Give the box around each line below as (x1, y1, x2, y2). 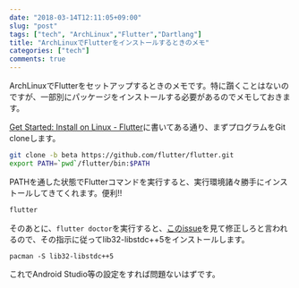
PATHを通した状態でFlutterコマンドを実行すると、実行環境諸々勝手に (9, 176, 265, 187)
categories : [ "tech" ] (9, 47, 90, 55)
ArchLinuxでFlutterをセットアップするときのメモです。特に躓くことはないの (9, 80, 289, 90)
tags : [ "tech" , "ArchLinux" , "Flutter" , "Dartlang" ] (9, 30, 202, 38)
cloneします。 (9, 133, 61, 143)
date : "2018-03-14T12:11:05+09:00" (9, 13, 142, 22)
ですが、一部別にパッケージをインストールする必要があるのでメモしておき (9, 91, 284, 102)
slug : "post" (9, 21, 58, 30)
